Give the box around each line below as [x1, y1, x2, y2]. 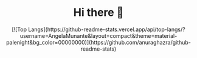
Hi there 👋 [73, 5, 124, 20]
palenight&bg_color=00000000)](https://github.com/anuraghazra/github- [6, 38, 191, 46]
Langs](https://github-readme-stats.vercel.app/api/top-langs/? [27, 26, 186, 33]
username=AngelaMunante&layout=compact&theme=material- [19, 32, 178, 39]
